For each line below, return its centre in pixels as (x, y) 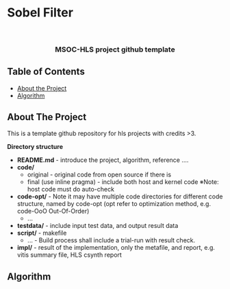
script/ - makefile (42, 233)
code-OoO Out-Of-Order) (53, 211)
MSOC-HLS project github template (115, 49)
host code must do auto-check (71, 189)
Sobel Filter (40, 13)
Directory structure (35, 147)
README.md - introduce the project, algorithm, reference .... (103, 160)
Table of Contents (46, 72)
